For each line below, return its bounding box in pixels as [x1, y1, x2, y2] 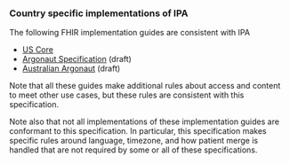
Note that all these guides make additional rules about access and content [9, 81, 281, 91]
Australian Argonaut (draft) [21, 63, 121, 74]
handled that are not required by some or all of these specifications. [9, 144, 258, 155]
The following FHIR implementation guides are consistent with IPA [9, 27, 251, 38]
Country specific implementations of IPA [9, 7, 189, 20]
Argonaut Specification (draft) [21, 54, 132, 65]
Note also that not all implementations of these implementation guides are [9, 116, 280, 127]
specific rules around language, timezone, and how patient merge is [9, 136, 259, 146]
